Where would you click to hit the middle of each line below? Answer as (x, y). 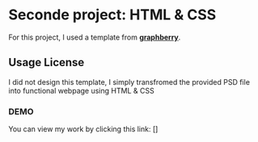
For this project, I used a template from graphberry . (95, 37)
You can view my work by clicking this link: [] (83, 129)
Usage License (47, 63)
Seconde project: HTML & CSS (112, 15)
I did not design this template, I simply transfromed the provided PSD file (129, 81)
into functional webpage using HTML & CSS (82, 90)
